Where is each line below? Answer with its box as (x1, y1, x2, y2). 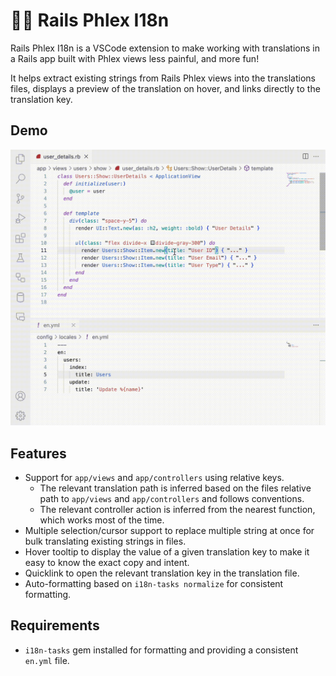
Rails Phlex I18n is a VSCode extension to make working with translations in (10, 42, 320, 54)
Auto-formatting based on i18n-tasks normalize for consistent (24, 578, 284, 590)
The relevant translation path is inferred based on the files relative (39, 482, 312, 494)
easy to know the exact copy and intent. (24, 557, 190, 569)
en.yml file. (24, 654, 70, 666)
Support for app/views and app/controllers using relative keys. (24, 472, 285, 484)
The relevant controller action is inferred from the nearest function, (39, 504, 316, 516)
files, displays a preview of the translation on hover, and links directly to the (10, 82, 321, 94)
